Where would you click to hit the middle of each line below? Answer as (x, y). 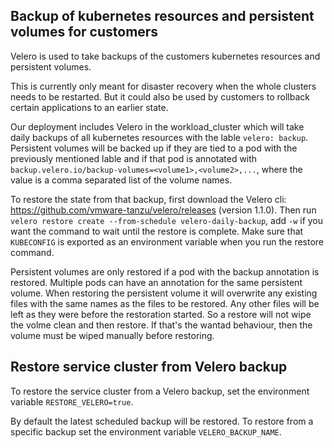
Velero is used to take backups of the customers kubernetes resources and (165, 56)
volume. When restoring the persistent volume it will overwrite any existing (164, 293)
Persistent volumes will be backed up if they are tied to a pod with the (154, 148)
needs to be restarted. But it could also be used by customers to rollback (160, 96)
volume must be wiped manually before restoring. (112, 335)
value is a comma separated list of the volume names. (121, 180)
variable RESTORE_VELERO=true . (72, 401)
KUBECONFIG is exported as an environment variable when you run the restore (167, 241)
